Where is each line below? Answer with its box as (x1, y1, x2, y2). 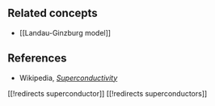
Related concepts (7, 6, 98, 20)
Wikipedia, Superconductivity (19, 73, 118, 83)
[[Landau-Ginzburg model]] (19, 28, 111, 37)
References (7, 52, 67, 66)
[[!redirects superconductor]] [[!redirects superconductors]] (7, 88, 208, 98)
